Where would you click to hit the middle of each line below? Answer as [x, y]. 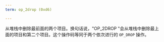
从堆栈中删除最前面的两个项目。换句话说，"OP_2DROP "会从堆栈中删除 [78, 28]
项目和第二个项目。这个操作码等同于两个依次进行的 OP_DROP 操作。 [81, 34]
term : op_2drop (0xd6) [28, 10]
